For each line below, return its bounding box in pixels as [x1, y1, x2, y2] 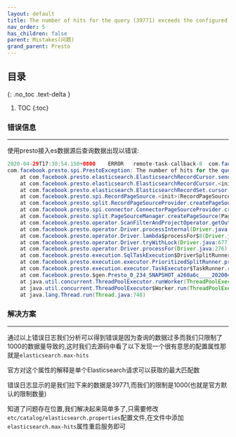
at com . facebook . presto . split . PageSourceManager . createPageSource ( [20, 213, 221, 220]
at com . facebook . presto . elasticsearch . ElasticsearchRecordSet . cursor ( [20, 186, 231, 194]
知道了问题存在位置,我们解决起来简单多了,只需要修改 [7, 404, 159, 412]
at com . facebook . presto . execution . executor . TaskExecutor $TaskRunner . [20, 265, 228, 272]
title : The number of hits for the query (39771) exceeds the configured [7, 17, 228, 24]
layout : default [7, 10, 55, 18]
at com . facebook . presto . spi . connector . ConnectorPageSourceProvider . [20, 206, 225, 213]
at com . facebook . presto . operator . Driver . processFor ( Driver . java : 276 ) [20, 246, 228, 253]
